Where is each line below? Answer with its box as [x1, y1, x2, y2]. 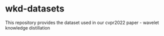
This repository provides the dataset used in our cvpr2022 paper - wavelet [5, 19, 159, 25]
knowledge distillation [5, 24, 50, 30]
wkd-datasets [5, 3, 64, 14]
